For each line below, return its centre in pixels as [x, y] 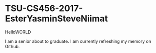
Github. [12, 46]
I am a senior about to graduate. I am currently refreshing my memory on [78, 41]
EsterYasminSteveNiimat [57, 19]
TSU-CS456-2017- [44, 8]
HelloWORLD [18, 32]
